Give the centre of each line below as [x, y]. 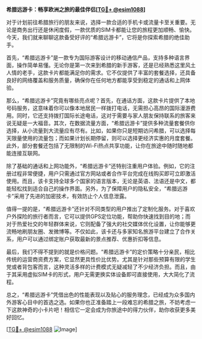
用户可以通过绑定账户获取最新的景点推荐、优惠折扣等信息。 [90, 239]
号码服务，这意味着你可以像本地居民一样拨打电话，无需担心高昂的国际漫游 [98, 108]
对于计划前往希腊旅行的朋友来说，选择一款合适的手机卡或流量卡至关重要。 [98, 22]
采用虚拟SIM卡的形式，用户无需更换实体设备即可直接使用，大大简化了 [103, 274]
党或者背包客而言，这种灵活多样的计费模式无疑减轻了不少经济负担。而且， [98, 267]
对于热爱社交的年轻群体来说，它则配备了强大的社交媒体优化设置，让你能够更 [101, 224]
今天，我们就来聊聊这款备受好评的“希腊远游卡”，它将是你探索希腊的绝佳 [96, 37]
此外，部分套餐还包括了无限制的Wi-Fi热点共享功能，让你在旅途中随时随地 [97, 146]
